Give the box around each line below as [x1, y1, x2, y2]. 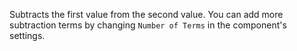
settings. [9, 30, 46, 41]
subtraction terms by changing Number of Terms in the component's [9, 19, 287, 31]
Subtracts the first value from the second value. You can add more [9, 9, 284, 20]
